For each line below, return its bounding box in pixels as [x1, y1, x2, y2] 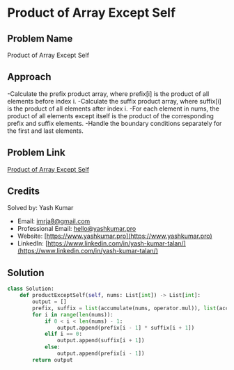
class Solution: [7, 285, 54, 293]
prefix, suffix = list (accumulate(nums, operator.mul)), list [32, 305, 217, 312]
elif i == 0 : [44, 330, 82, 338]
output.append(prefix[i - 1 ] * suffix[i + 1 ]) [56, 324, 195, 331]
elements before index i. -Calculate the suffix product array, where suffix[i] [7, 97, 221, 105]
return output [32, 356, 73, 363]
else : [44, 344, 61, 351]
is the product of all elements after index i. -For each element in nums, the [7, 104, 219, 113]
